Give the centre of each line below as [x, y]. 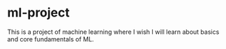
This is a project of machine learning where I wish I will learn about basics [113, 32]
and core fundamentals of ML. [51, 39]
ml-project [38, 13]
